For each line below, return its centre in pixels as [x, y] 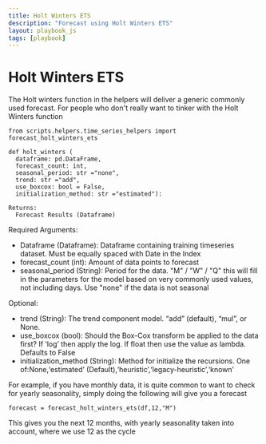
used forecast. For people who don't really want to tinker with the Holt [123, 108]
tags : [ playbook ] [37, 38]
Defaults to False [48, 353]
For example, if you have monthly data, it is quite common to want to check [132, 385]
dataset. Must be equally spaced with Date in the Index [110, 254]
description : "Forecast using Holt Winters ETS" [91, 23]
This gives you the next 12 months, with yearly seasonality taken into [121, 423]
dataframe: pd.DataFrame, [59, 159]
